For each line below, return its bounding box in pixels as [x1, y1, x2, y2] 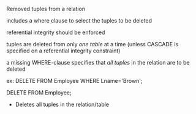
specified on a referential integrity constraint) [6, 47, 121, 54]
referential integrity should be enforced [6, 29, 105, 36]
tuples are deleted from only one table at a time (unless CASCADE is [6, 41, 179, 48]
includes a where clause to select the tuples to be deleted [6, 17, 152, 24]
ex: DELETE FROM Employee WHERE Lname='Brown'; [6, 77, 143, 84]
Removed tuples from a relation [6, 5, 86, 12]
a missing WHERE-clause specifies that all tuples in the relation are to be [6, 59, 190, 66]
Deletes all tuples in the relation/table [15, 101, 109, 108]
